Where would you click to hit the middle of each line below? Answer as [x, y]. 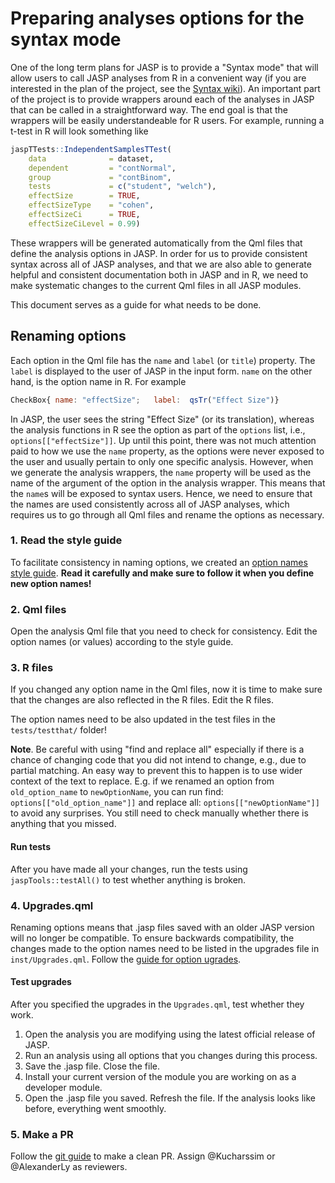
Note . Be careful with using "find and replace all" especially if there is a [157, 749]
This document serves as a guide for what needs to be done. [136, 304]
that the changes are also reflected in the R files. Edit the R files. [142, 700]
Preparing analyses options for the [157, 18]
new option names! [51, 583]
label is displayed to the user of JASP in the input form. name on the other [161, 371]
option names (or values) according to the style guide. [122, 642]
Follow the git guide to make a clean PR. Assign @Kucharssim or [143, 1156]
